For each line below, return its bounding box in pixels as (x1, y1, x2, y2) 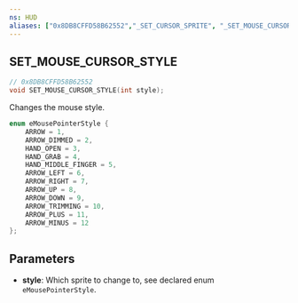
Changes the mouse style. (9, 102, 105, 113)
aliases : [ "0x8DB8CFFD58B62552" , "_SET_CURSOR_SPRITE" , (9, 21, 216, 30)
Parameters (9, 251, 75, 267)
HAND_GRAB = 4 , (25, 152, 82, 161)
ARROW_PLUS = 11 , (25, 210, 90, 219)
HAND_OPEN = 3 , (25, 144, 82, 153)
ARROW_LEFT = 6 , (25, 169, 86, 178)
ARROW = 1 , (25, 127, 66, 136)
